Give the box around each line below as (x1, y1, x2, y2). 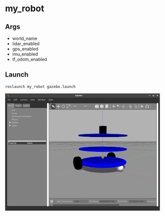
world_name (12, 35, 38, 41)
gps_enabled (12, 46, 38, 52)
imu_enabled (12, 51, 38, 57)
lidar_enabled (12, 41, 40, 47)
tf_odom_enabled (12, 56, 48, 62)
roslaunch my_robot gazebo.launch (5, 84, 76, 89)
